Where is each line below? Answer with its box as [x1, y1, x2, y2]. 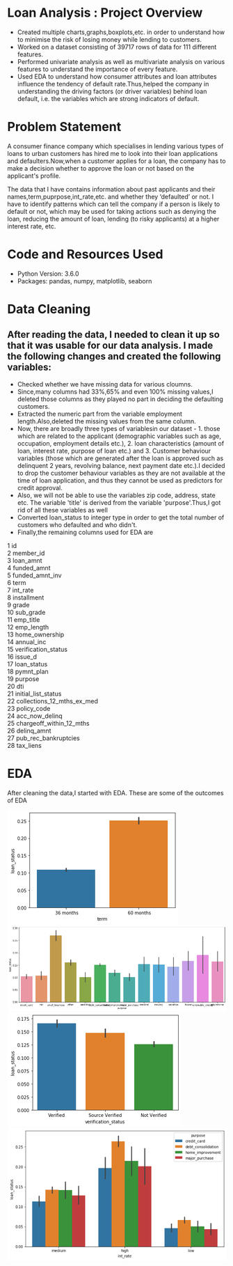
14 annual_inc [7, 637, 47, 646]
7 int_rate [7, 586, 34, 594]
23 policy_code [7, 704, 51, 712]
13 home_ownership [7, 630, 65, 639]
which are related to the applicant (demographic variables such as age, [17, 432, 221, 440]
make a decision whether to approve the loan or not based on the [7, 164, 195, 172]
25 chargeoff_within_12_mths [7, 719, 90, 727]
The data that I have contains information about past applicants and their [7, 185, 216, 193]
